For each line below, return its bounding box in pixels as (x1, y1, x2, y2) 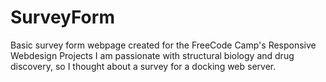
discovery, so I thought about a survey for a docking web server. (10, 60, 277, 72)
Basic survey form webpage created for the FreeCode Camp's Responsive (10, 39, 317, 51)
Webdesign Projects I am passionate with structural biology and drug (10, 49, 295, 61)
